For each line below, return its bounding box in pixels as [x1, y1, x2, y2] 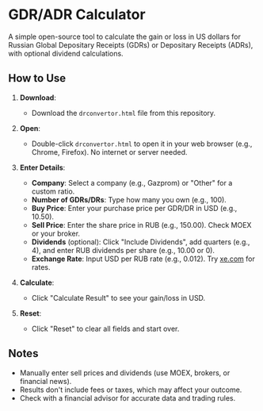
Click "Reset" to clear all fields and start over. [31, 324, 180, 333]
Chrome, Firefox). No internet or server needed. [31, 147, 188, 156]
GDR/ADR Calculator [8, 6, 146, 24]
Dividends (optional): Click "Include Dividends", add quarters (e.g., [31, 236, 250, 247]
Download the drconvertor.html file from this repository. [31, 108, 216, 117]
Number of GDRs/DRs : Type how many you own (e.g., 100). [31, 194, 227, 204]
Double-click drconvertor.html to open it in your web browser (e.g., [31, 139, 253, 148]
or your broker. [31, 229, 81, 238]
